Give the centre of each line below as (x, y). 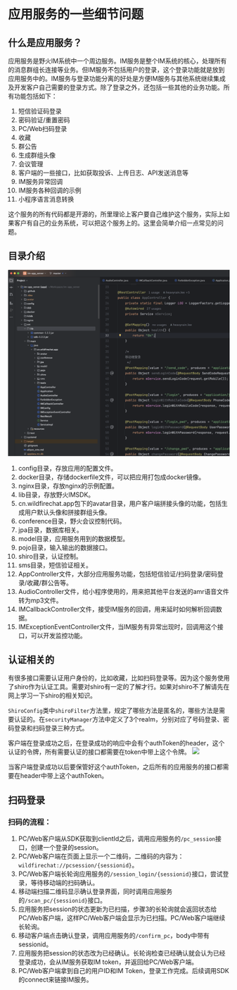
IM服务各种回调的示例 (50, 190)
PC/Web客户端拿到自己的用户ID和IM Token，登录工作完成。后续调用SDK (123, 971)
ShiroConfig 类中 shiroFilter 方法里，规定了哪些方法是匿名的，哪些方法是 (114, 711)
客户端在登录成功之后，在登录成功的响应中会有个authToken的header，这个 (116, 743)
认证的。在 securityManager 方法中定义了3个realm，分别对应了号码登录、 (118, 719)
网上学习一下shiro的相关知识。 (52, 695)
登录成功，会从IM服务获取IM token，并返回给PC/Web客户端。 (108, 962)
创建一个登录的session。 (66, 848)
